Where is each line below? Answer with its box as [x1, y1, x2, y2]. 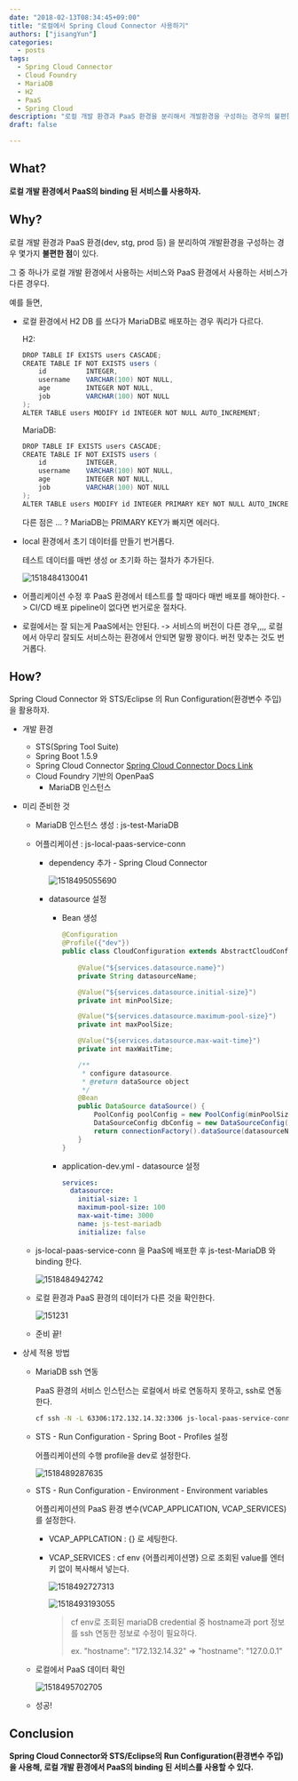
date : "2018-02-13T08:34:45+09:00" [9, 12, 141, 22]
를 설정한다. [35, 1514, 76, 1525]
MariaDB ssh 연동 [35, 1366, 99, 1377]
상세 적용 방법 [21, 1347, 70, 1358]
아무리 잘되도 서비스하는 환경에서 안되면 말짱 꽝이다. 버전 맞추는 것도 [38, 632, 276, 643]
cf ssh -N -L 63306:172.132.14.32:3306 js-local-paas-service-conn [35, 1414, 290, 1423]
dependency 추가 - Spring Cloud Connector [48, 858, 208, 868]
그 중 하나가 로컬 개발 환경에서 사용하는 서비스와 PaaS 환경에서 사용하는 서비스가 [9, 267, 288, 277]
